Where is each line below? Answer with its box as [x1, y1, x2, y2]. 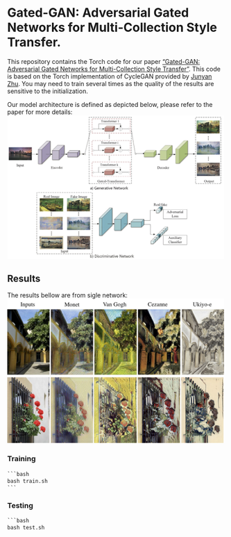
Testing [7, 500, 33, 510]
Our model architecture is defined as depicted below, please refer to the [7, 100, 213, 108]
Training [7, 454, 36, 463]
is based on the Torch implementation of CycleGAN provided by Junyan [7, 72, 212, 81]
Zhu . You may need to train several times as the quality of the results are [7, 79, 214, 88]
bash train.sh [7, 477, 49, 484]
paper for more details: [7, 108, 73, 116]
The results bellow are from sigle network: [7, 291, 128, 299]
